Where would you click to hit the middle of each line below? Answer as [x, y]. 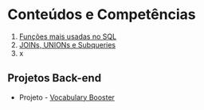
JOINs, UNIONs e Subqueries [67, 44]
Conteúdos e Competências [102, 15]
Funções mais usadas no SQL [68, 36]
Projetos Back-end [54, 78]
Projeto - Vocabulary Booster [67, 97]
